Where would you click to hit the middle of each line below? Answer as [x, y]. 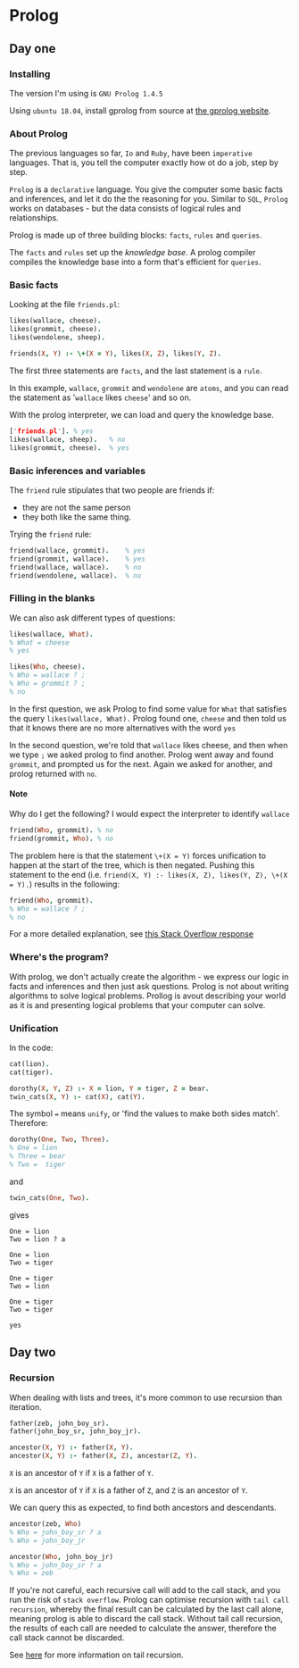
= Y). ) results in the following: [65, 884]
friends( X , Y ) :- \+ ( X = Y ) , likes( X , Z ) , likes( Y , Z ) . [115, 354]
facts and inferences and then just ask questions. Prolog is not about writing [149, 986]
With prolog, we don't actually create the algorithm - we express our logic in [149, 976]
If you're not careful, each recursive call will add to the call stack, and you [145, 1590]
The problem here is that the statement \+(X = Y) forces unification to [137, 855]
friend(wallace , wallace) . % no [75, 567]
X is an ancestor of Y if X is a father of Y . [82, 1473]
